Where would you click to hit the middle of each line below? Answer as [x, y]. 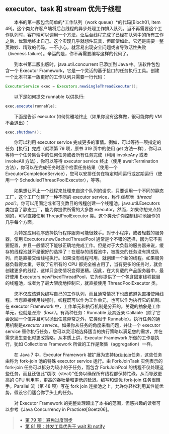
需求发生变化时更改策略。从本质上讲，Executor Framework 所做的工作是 [80, 338]
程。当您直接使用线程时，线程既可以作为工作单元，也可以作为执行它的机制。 [84, 300]
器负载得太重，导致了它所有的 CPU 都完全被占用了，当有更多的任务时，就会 [84, 264]
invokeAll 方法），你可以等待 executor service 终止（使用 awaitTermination [82, 161]
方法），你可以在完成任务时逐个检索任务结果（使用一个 [61, 167]
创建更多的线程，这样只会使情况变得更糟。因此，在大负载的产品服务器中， [82, 271]
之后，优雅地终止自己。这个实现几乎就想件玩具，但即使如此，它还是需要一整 [84, 41]
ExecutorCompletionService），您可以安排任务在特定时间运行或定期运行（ [81, 174]
